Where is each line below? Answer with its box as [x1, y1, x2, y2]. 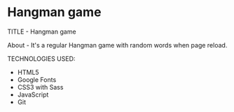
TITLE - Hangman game [7, 27, 76, 36]
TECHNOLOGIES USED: [7, 54, 76, 63]
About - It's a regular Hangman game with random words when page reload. [7, 41, 228, 49]
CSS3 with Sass [17, 83, 64, 91]
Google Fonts [17, 75, 57, 84]
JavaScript [17, 90, 49, 99]
